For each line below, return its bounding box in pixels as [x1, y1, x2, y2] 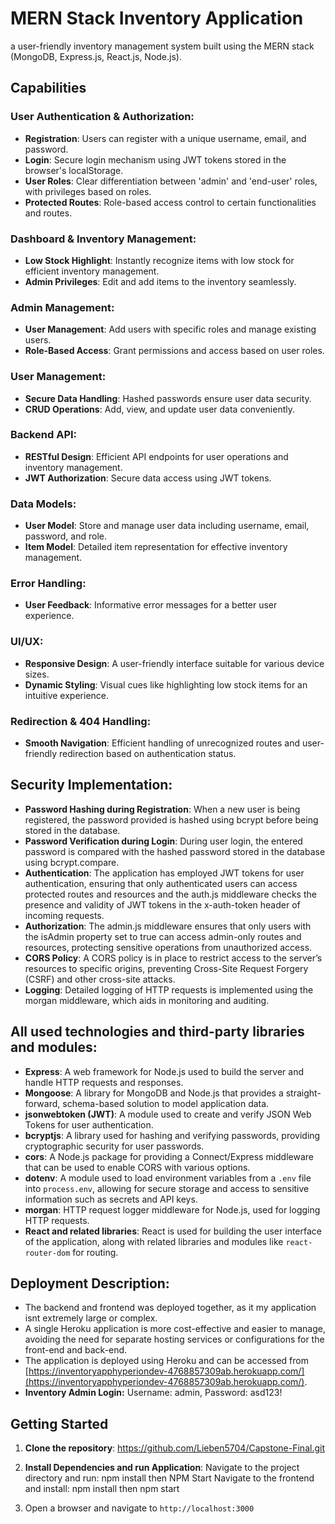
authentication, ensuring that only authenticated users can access [24, 877, 298, 889]
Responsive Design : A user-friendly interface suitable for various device [24, 657, 325, 669]
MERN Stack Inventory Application [10, 7, 304, 30]
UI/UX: [10, 635, 44, 649]
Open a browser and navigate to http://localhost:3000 [24, 1502, 255, 1514]
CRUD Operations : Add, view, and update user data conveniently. [24, 403, 296, 415]
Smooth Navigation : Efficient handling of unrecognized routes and [24, 737, 301, 749]
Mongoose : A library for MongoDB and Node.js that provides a [24, 1087, 284, 1099]
